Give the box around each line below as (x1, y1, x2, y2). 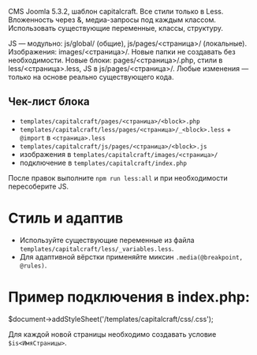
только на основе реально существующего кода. (8, 73, 175, 81)
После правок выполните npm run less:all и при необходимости (8, 173, 228, 182)
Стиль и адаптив (8, 209, 124, 227)
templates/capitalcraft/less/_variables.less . (19, 244, 174, 253)
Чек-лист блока (8, 95, 90, 109)
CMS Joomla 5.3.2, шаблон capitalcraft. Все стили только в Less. (8, 7, 224, 16)
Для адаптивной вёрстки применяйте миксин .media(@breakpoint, (19, 252, 244, 261)
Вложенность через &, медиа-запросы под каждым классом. (8, 15, 217, 24)
